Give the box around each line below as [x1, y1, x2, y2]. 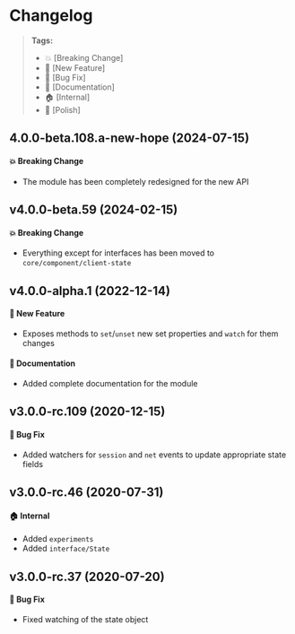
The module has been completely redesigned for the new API [22, 176, 249, 187]
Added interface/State [22, 543, 110, 554]
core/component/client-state [22, 259, 132, 268]
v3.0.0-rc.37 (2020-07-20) [9, 569, 165, 584]
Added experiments [22, 534, 94, 544]
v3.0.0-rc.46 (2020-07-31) [9, 484, 164, 499]
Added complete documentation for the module [22, 378, 199, 388]
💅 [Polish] [44, 104, 81, 115]
